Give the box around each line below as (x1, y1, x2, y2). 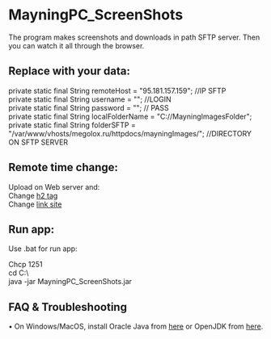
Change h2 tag (8, 190, 58, 200)
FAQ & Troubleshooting (8, 300, 128, 314)
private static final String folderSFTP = (8, 119, 136, 130)
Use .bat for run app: (8, 244, 78, 253)
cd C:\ (8, 268, 29, 278)
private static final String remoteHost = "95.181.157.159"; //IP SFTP (8, 86, 227, 95)
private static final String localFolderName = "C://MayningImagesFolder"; (8, 111, 252, 121)
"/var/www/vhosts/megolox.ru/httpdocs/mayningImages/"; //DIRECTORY (8, 128, 252, 138)
